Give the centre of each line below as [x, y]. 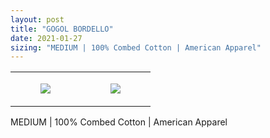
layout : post [37, 19]
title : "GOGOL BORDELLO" [62, 29]
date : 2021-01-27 [46, 38]
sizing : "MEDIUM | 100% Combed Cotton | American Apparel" [136, 47]
